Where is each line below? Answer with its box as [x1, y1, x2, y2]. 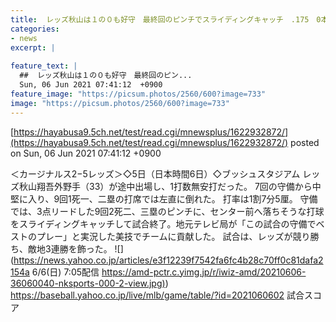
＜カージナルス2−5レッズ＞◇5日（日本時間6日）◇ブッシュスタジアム [10, 167, 301, 180]
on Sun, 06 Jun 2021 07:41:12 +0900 [10, 147, 162, 159]
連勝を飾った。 [50, 242, 113, 255]
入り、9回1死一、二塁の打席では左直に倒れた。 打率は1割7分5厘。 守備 [27, 192, 318, 205]
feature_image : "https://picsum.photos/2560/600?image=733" [10, 89, 267, 99]
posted [290, 136, 320, 148]
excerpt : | [10, 42, 56, 53]
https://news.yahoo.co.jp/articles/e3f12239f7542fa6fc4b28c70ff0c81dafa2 [13, 254, 324, 266]
